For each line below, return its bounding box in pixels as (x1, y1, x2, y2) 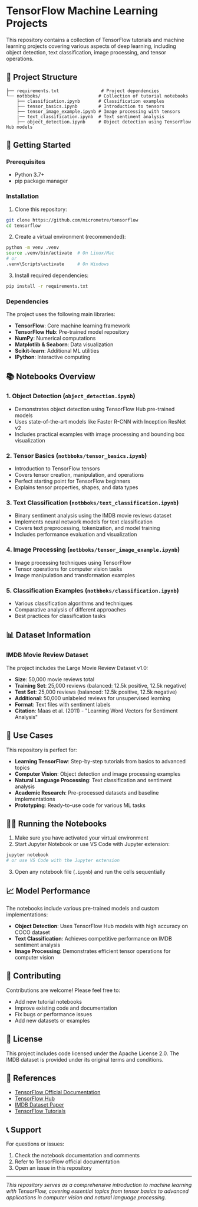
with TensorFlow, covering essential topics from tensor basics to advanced (6, 1188, 189, 1195)
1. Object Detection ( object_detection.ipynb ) (6, 392, 136, 400)
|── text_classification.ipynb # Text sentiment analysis (16, 113, 165, 119)
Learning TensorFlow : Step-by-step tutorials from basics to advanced (14, 757, 186, 764)
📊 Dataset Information (6, 630, 91, 640)
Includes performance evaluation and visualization (14, 531, 137, 538)
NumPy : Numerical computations (14, 335, 96, 342)
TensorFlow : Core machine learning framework (14, 322, 131, 329)
